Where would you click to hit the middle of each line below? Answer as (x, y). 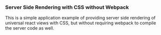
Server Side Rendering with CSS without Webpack (67, 7)
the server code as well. (30, 28)
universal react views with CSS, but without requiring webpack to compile (81, 23)
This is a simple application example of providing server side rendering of (80, 18)
